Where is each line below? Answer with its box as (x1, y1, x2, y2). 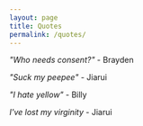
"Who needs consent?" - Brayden (9, 55, 134, 66)
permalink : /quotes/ (9, 30, 87, 39)
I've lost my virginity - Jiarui (9, 107, 112, 118)
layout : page (9, 13, 58, 22)
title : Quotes (9, 22, 63, 31)
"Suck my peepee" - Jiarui (9, 72, 108, 83)
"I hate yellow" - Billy (9, 89, 87, 100)
